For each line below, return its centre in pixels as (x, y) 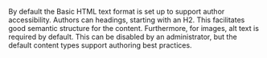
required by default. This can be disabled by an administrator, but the (123, 37)
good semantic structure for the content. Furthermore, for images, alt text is (134, 28)
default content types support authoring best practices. (100, 45)
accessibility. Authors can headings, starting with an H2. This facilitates (127, 20)
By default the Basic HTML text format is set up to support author (117, 12)
